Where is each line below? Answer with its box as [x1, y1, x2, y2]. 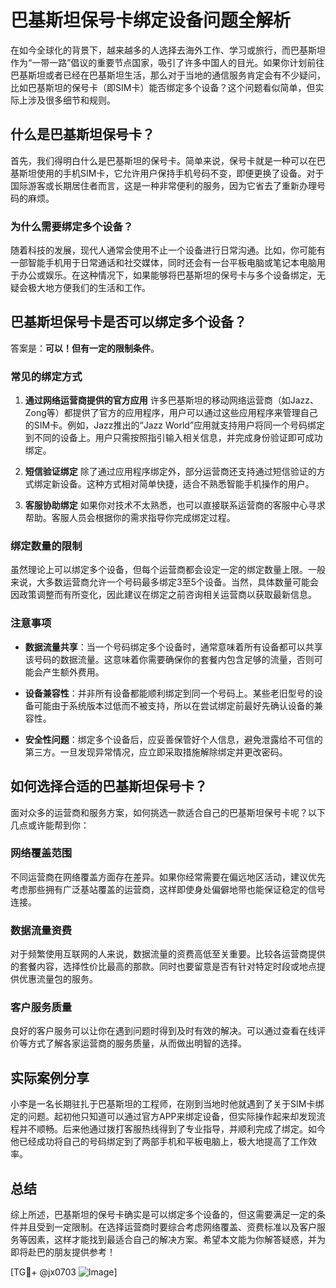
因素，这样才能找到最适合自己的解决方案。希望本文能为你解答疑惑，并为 [27, 1234, 326, 1246]
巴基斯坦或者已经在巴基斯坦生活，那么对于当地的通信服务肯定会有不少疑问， [10, 69, 326, 81]
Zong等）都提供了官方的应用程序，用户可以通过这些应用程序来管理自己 [24, 407, 318, 419]
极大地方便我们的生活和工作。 [27, 282, 151, 294]
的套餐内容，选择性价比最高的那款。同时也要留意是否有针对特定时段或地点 [10, 961, 317, 973]
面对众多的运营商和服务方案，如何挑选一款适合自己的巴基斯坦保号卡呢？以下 [10, 806, 326, 818]
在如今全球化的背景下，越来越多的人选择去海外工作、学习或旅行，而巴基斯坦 [10, 44, 326, 56]
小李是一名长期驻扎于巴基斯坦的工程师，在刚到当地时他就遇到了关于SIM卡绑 [10, 1098, 325, 1110]
